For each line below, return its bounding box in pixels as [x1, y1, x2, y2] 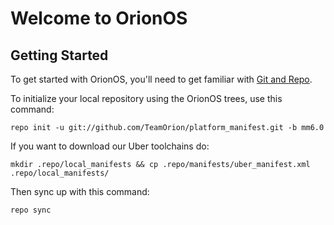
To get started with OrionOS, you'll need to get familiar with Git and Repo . [10, 73, 313, 85]
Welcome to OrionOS [10, 7, 188, 30]
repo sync [10, 205, 52, 215]
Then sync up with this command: [10, 186, 150, 197]
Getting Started [10, 47, 109, 64]
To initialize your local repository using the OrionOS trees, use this [10, 93, 283, 104]
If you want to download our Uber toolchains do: [10, 140, 210, 152]
